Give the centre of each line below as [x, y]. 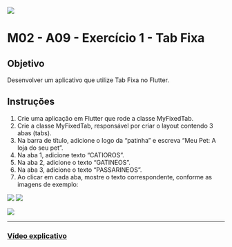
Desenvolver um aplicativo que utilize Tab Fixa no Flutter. [88, 80]
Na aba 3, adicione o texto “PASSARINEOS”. [79, 170]
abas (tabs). [34, 133]
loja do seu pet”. [40, 148]
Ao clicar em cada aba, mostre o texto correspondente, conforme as [115, 177]
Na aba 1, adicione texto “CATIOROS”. [70, 155]
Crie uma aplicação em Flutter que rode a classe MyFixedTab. [105, 118]
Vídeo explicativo [37, 236]
